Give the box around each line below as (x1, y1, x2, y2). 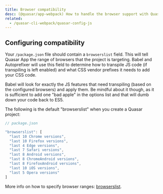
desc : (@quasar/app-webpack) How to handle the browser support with (5, 12, 149, 16)
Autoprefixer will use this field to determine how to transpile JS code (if (5, 62, 147, 68)
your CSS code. (5, 72, 36, 78)
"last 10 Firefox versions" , (9, 139, 68, 144)
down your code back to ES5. (5, 97, 64, 103)
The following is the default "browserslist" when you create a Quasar (5, 106, 143, 112)
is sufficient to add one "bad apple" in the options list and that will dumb (5, 92, 149, 97)
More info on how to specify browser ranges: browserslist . (5, 183, 122, 189)
